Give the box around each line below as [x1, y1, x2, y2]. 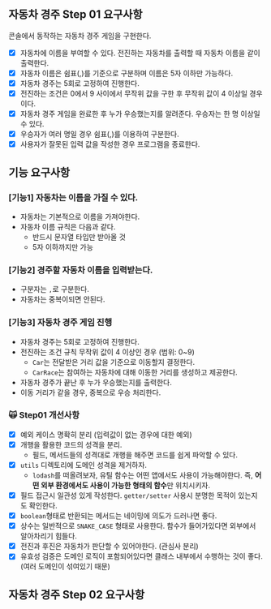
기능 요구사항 [8, 165, 71, 179]
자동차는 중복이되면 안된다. [19, 294, 105, 304]
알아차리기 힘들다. [19, 531, 77, 541]
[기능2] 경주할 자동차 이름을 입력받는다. [8, 264, 153, 276]
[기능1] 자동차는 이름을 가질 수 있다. [8, 191, 139, 203]
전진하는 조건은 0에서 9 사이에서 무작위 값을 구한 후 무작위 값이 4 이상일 [19, 88, 248, 98]
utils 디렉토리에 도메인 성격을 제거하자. [19, 460, 148, 470]
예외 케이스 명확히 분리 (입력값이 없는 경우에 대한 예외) [19, 429, 192, 440]
